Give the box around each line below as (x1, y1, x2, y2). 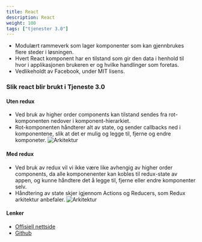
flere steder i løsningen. (14, 49, 74, 56)
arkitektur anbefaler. (14, 196, 66, 203)
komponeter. (14, 137, 47, 144)
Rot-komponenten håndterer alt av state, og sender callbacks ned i (14, 124, 181, 131)
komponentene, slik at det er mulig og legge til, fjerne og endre (14, 130, 171, 137)
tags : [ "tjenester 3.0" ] (6, 25, 69, 32)
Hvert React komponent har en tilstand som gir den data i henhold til (14, 55, 185, 62)
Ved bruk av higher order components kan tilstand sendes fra (14, 111, 167, 118)
